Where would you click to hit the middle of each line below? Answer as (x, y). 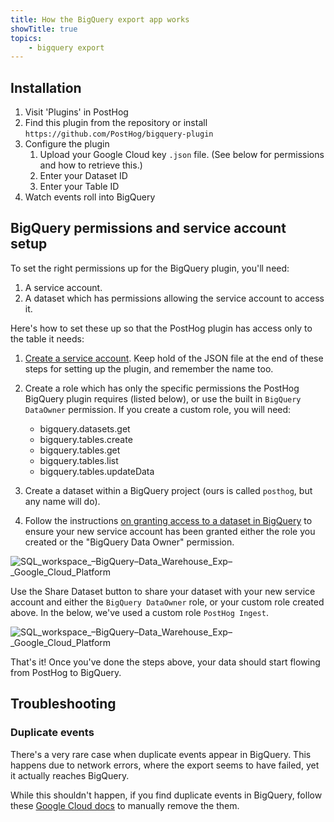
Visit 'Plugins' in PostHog (76, 112)
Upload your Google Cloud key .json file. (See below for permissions (182, 155)
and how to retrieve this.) (91, 165)
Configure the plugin (67, 144)
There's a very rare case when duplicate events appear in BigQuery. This (161, 754)
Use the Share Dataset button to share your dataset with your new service (163, 591)
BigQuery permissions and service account (148, 228)
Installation (46, 87)
